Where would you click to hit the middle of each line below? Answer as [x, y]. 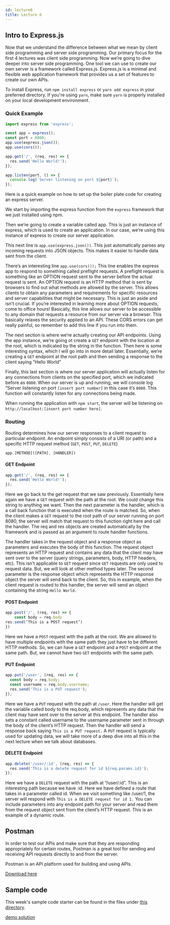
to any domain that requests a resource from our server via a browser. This [83, 315]
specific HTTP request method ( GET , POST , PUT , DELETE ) [62, 443]
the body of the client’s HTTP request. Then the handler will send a [75, 725]
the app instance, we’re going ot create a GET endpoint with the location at [82, 340]
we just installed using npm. [34, 215]
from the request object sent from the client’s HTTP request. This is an [79, 810]
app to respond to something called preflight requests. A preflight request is [84, 271]
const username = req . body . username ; [50, 684]
